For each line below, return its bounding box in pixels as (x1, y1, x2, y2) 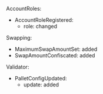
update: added (23, 81, 59, 88)
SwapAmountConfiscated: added (14, 52, 95, 59)
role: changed (23, 23, 58, 30)
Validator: (6, 63, 29, 70)
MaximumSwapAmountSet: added (14, 46, 98, 53)
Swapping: (6, 34, 32, 41)
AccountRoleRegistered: (14, 17, 74, 23)
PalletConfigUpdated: (14, 75, 67, 82)
